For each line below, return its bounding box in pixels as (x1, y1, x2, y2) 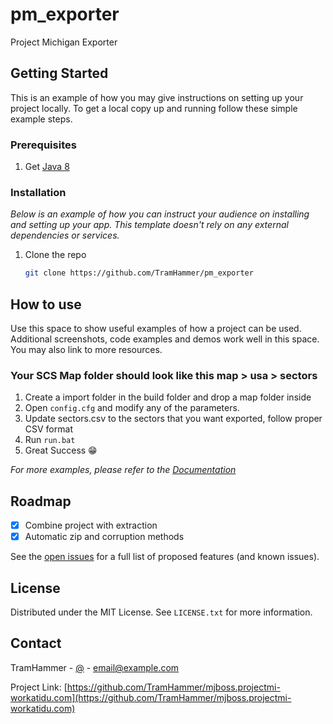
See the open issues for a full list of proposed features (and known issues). (10, 551, 320, 563)
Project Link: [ (10, 681, 68, 693)
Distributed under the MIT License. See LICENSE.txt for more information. (10, 606, 313, 618)
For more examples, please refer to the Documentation (10, 464, 237, 476)
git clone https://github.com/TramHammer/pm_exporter (24, 268, 254, 278)
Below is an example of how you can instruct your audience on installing (10, 208, 310, 220)
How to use (10, 296, 82, 313)
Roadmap (10, 493, 72, 510)
